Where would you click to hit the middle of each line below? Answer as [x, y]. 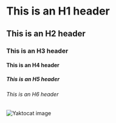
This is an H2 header [46, 34]
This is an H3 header [37, 51]
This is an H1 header [58, 11]
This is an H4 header [33, 65]
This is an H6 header [32, 95]
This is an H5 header [33, 79]
